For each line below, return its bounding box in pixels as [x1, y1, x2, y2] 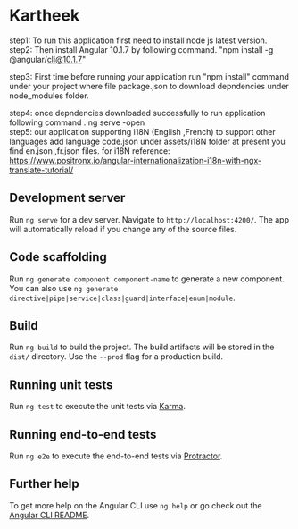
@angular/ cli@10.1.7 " [9, 54, 87, 64]
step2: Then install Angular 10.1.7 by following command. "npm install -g [9, 44, 274, 55]
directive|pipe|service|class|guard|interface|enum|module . [9, 292, 236, 303]
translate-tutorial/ [9, 164, 74, 175]
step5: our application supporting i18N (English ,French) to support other [9, 126, 276, 137]
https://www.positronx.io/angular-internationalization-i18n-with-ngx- [9, 155, 261, 165]
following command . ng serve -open [9, 117, 145, 128]
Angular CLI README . [9, 509, 90, 520]
